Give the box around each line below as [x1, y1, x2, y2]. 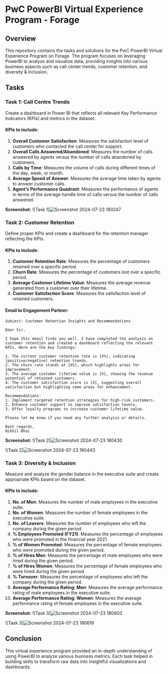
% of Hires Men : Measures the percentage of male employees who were [12, 552, 162, 558]
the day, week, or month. [12, 170, 64, 176]
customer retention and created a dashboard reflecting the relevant [5, 340, 153, 345]
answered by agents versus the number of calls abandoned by [12, 154, 141, 160]
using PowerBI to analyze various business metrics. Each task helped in [5, 653, 153, 659]
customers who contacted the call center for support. [12, 143, 123, 149]
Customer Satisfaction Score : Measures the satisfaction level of [12, 291, 146, 297]
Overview [5, 34, 36, 43]
